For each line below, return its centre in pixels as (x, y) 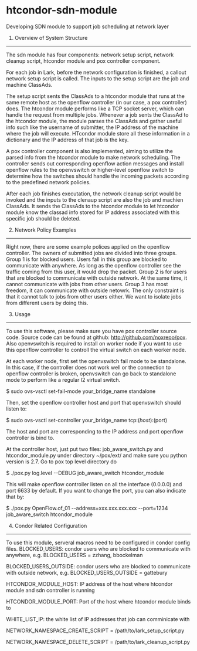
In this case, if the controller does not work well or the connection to (89, 367)
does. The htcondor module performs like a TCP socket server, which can (95, 108)
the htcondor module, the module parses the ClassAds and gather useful (94, 121)
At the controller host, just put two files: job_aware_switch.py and (85, 449)
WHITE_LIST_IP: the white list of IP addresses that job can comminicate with (98, 619)
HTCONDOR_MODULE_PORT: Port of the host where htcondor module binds (98, 601)
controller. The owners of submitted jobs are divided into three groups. (91, 253)
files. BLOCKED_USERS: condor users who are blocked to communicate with (98, 548)
